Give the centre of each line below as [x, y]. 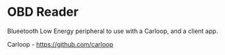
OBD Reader [43, 12]
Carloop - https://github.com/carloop [60, 44]
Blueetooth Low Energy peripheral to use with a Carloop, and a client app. [113, 31]
